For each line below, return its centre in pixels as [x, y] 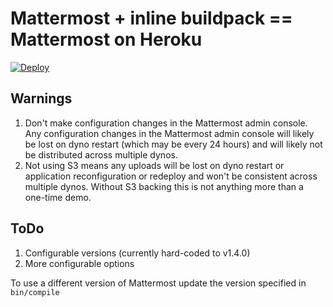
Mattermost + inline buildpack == [151, 18]
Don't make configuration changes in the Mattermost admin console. [166, 123]
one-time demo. [58, 197]
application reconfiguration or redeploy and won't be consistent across [171, 176]
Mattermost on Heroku [106, 39]
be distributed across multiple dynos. [101, 154]
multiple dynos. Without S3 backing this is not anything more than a [164, 186]
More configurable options [79, 263]
